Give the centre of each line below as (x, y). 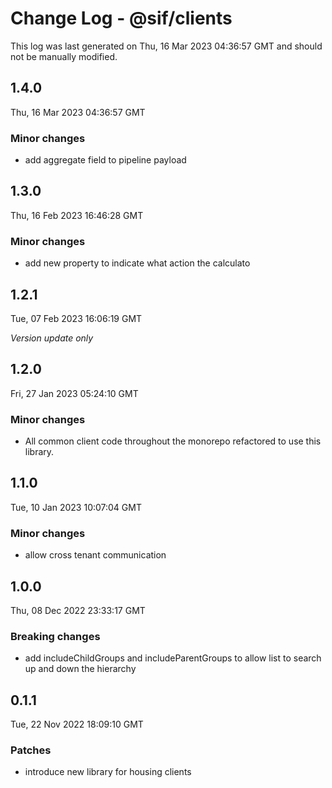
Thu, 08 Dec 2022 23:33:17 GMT (78, 610)
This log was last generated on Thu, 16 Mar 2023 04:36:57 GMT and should (166, 46)
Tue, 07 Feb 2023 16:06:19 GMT (76, 318)
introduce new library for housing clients (108, 772)
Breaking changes (55, 636)
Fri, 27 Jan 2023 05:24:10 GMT (74, 393)
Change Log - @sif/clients (121, 18)
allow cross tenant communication (95, 555)
